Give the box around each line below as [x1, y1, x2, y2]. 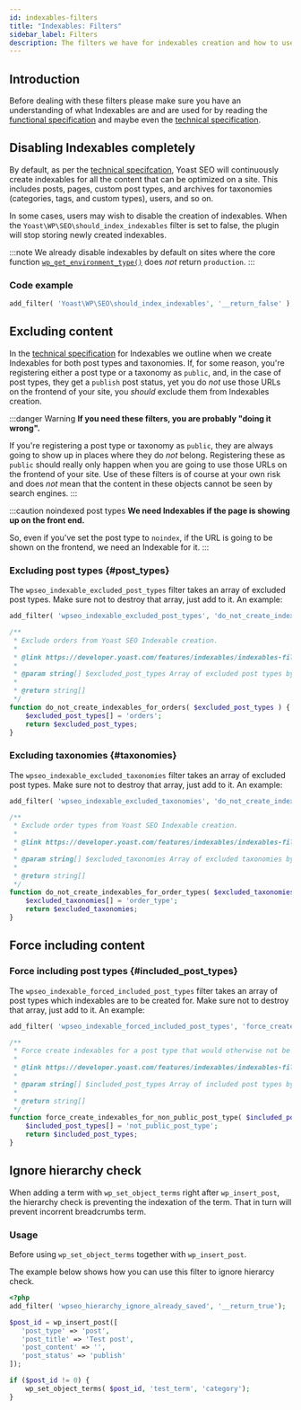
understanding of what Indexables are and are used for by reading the [9, 105, 268, 116]
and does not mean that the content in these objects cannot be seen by [9, 478, 273, 489]
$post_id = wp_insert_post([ [9, 1317, 118, 1326]
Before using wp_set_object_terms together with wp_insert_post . [9, 1249, 247, 1259]
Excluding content [9, 324, 114, 340]
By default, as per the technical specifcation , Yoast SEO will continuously [9, 164, 279, 175]
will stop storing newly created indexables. [9, 229, 168, 240]
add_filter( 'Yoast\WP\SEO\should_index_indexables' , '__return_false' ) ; [9, 299, 295, 308]
